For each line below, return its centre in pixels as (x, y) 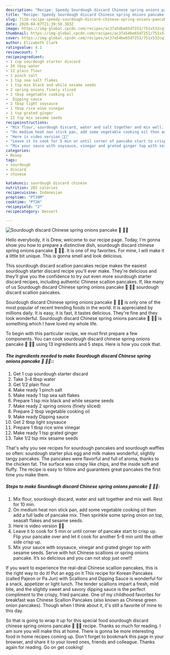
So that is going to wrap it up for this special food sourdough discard (77, 621)
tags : (11, 160)
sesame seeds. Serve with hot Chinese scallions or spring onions (81, 553)
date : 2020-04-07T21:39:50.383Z (40, 24)
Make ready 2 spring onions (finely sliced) (57, 406)
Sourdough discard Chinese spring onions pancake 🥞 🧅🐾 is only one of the (83, 302)
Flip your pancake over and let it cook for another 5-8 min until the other (88, 537)
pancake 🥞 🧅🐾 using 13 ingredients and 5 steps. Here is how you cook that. (83, 344)
